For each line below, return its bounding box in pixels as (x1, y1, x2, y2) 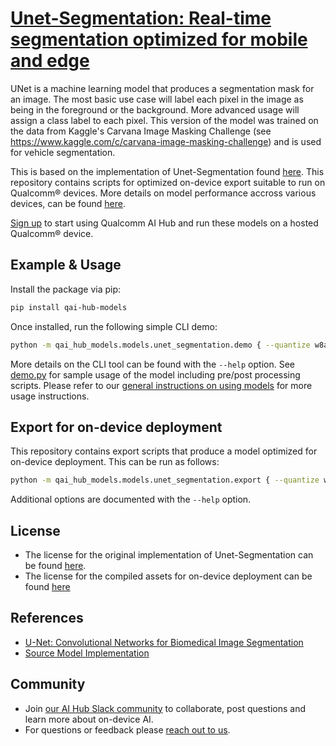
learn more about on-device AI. (24, 713, 154, 725)
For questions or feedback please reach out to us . (24, 723, 231, 736)
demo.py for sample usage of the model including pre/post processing (10, 368, 301, 381)
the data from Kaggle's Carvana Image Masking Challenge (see (10, 125, 272, 137)
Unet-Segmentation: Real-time (10, 7, 272, 30)
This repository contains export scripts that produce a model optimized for (10, 445, 318, 457)
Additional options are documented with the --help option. (10, 493, 252, 506)
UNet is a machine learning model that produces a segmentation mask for (10, 82, 315, 94)
